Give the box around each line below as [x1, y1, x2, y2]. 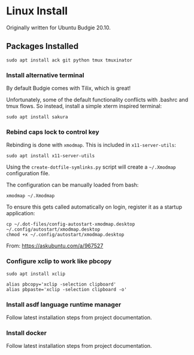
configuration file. [6, 170, 50, 177]
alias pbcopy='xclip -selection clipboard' [6, 281, 117, 287]
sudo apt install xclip [6, 271, 66, 277]
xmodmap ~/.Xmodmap [6, 193, 55, 199]
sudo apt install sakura [6, 114, 68, 120]
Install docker [6, 329, 47, 337]
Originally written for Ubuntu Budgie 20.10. [6, 24, 111, 31]
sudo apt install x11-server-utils [6, 153, 95, 159]
